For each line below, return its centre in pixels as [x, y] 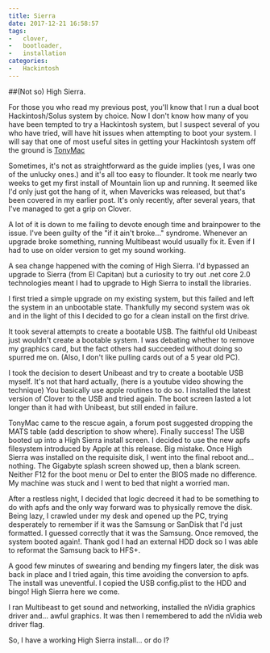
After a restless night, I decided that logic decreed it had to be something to [134, 499]
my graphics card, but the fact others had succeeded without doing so [126, 348]
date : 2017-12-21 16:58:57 [54, 23]
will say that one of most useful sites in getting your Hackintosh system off [132, 141]
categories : [28, 61]
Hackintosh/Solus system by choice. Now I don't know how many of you [129, 116]
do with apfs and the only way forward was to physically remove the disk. [130, 507]
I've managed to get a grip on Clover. [70, 209]
